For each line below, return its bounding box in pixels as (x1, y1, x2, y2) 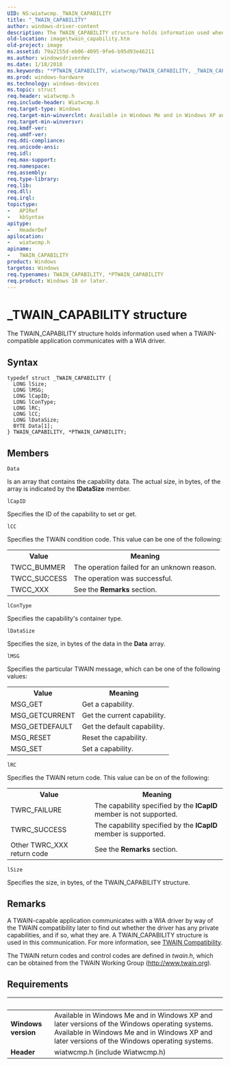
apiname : (7, 246, 32, 253)
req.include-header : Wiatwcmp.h (7, 99, 99, 106)
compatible (7, 337, 39, 345)
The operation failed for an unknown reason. (73, 562, 217, 572)
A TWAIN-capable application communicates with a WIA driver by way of (7, 916, 214, 924)
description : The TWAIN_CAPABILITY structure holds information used (7, 29, 210, 36)
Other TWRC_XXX (10, 840, 68, 850)
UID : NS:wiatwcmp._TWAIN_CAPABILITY (7, 10, 112, 17)
